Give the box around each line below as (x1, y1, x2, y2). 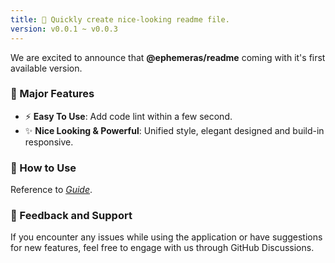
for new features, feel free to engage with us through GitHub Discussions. (10, 242, 315, 254)
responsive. (24, 136, 74, 148)
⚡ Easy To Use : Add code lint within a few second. (24, 110, 233, 122)
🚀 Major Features (10, 87, 95, 101)
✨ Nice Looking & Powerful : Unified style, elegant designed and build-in (24, 124, 325, 136)
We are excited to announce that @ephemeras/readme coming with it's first (10, 51, 326, 63)
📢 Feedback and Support (10, 209, 133, 223)
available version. (10, 62, 83, 74)
